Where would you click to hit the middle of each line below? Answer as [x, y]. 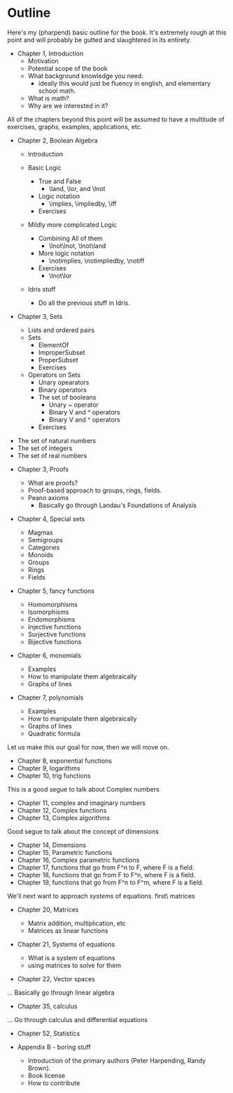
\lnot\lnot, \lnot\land [77, 246]
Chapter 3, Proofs [43, 469]
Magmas [41, 532]
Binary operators [63, 390]
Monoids [41, 555]
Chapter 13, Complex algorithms [64, 818]
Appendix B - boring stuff [54, 1047]
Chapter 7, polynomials [50, 698]
